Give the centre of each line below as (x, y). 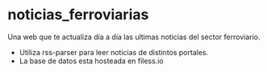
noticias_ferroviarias (78, 15)
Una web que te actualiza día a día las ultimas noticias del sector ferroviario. (134, 37)
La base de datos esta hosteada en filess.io (91, 61)
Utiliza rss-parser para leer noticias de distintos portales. (114, 52)
